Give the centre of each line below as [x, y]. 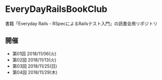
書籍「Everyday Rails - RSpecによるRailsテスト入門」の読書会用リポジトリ [81, 23]
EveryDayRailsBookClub [56, 9]
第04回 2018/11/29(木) [35, 72]
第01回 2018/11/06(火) [34, 54]
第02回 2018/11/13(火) [34, 60]
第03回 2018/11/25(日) [35, 66]
